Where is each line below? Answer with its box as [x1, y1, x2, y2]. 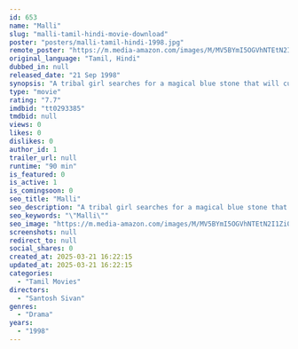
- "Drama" [17, 310, 53, 320]
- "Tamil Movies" [17, 277, 82, 286]
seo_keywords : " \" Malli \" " [9, 210, 109, 220]
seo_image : [9, 219, 50, 228]
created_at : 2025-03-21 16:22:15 [9, 252, 133, 262]
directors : [9, 285, 50, 294]
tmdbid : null [9, 112, 58, 121]
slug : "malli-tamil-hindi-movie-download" [9, 29, 169, 38]
